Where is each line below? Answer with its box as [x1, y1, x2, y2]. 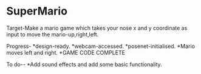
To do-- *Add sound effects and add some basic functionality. [6, 61, 162, 68]
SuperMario [6, 4, 68, 18]
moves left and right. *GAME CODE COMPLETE [6, 49, 126, 56]
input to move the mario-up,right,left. [6, 30, 99, 38]
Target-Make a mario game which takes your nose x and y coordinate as [6, 24, 188, 32]
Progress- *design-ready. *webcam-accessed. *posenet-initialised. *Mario [6, 42, 196, 50]
